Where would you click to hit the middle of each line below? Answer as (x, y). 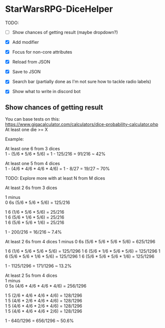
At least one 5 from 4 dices (33, 164)
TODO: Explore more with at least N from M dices (55, 178)
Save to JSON (26, 72)
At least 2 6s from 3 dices (31, 188)
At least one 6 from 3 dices (33, 149)
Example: (15, 139)
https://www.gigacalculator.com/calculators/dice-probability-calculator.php (82, 125)
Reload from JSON (31, 62)
